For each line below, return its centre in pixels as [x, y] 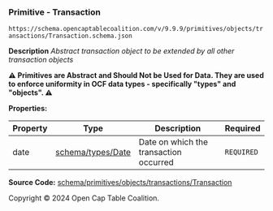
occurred [156, 162]
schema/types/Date [93, 153]
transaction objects [41, 60]
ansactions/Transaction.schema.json [70, 36]
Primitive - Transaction [55, 12]
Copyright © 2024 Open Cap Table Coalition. [84, 198]
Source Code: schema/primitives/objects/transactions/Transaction [120, 183]
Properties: [28, 109]
